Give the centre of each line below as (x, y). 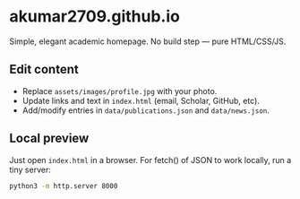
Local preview (49, 138)
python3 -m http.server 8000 (64, 186)
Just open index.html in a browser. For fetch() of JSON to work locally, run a (150, 160)
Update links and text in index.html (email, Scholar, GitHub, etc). (141, 100)
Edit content (44, 69)
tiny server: (30, 169)
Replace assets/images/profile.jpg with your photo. (120, 91)
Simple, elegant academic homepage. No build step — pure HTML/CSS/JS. (148, 41)
